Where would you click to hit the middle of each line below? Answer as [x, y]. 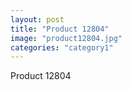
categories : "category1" [62, 47]
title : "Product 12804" [60, 29]
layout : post [37, 19]
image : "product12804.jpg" [66, 38]
